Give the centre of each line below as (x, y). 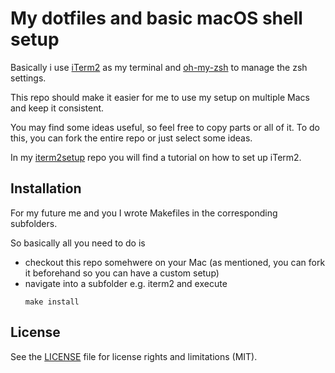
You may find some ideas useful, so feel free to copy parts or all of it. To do (165, 127)
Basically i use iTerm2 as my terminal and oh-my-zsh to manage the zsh (159, 67)
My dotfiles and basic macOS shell (156, 18)
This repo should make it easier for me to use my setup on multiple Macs (160, 97)
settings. (28, 78)
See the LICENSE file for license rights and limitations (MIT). (134, 356)
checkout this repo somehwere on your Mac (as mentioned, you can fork (175, 262)
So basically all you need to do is (78, 243)
